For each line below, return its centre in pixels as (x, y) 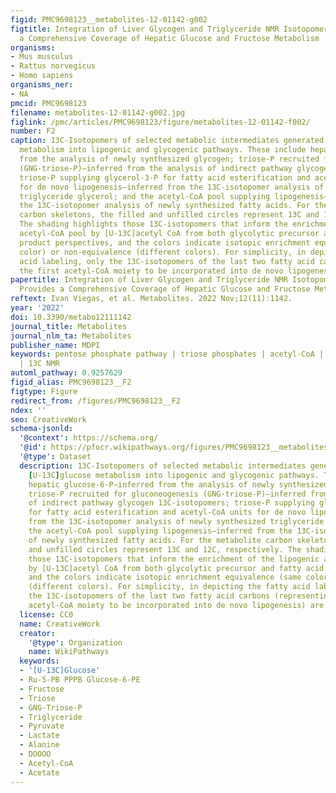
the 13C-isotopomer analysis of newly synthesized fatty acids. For (165, 206)
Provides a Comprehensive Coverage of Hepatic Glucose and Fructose (165, 289)
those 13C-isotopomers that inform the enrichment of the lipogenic (174, 559)
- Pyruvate (42, 726)
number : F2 (33, 131)
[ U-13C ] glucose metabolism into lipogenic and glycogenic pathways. (174, 475)
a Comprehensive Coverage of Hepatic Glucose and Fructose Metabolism (169, 38)
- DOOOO (35, 754)
